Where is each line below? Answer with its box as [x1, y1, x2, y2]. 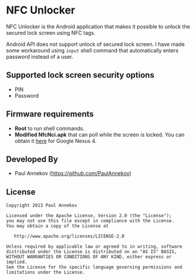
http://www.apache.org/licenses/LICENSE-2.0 [13, 234, 125, 239]
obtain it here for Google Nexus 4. [14, 137, 97, 144]
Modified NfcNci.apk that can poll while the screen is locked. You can [14, 131, 185, 138]
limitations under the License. [6, 269, 85, 275]
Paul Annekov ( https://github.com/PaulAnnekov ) [14, 170, 132, 177]
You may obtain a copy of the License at [6, 223, 109, 229]
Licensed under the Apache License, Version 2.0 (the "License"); [6, 213, 172, 219]
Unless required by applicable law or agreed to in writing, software [6, 244, 183, 250]
